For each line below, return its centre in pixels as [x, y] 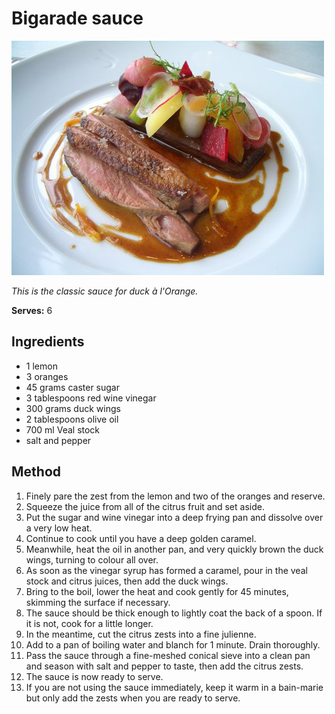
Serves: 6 [32, 310]
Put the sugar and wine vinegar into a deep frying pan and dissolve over [174, 517]
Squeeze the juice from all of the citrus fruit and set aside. [145, 506]
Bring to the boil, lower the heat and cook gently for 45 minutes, [157, 591]
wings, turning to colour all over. [92, 559]
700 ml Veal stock [63, 429]
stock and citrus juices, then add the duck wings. [127, 581]
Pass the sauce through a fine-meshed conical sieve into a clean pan [168, 655]
